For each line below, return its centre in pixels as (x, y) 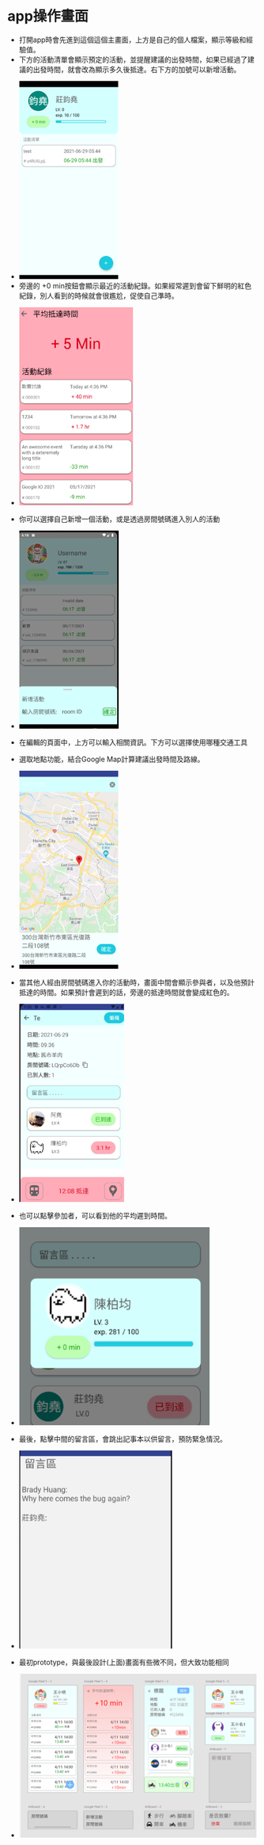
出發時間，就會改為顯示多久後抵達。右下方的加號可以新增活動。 (137, 69)
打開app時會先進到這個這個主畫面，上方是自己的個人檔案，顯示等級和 (132, 40)
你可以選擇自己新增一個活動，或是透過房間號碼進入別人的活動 (119, 519)
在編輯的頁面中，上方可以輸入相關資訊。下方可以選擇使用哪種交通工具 (133, 742)
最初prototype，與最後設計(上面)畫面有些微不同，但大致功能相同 (124, 1662)
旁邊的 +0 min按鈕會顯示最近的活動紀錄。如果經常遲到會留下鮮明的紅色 (135, 285)
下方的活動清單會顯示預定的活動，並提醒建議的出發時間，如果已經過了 (133, 59)
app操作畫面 (48, 16)
